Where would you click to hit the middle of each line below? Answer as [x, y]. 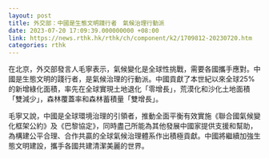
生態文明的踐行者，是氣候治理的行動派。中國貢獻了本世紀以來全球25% [139, 79]
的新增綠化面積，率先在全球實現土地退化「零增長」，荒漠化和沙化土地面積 [129, 89]
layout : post [30, 16]
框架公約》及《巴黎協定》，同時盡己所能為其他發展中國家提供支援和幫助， [136, 126]
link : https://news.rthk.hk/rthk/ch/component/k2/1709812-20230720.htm [130, 38]
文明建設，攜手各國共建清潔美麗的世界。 [82, 146]
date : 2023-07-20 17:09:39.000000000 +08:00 [84, 30]
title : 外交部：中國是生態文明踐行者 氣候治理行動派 [86, 23]
